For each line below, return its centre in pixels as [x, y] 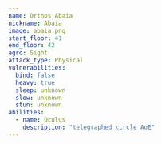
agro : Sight [28, 53]
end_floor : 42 [32, 46]
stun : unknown [39, 105]
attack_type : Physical [46, 61]
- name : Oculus [41, 120]
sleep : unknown [41, 90]
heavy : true [36, 82]
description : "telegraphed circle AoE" [89, 127]
